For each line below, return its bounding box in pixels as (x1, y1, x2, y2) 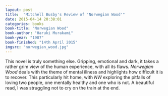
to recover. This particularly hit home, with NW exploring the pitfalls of (5, 74, 151, 80)
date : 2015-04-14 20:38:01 (5, 16, 62, 21)
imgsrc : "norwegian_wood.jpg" (5, 44, 69, 49)
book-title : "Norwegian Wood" (5, 26, 69, 31)
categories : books (5, 21, 44, 26)
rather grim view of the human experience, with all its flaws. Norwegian (5, 63, 154, 69)
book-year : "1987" (5, 35, 44, 40)
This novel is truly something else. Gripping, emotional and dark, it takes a (5, 58, 159, 64)
